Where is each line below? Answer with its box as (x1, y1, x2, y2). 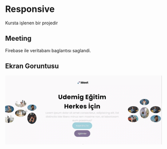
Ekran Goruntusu (5, 62, 59, 71)
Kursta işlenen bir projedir (5, 20, 58, 26)
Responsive (5, 3, 55, 15)
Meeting (5, 34, 32, 43)
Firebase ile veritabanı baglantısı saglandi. (5, 47, 91, 53)
